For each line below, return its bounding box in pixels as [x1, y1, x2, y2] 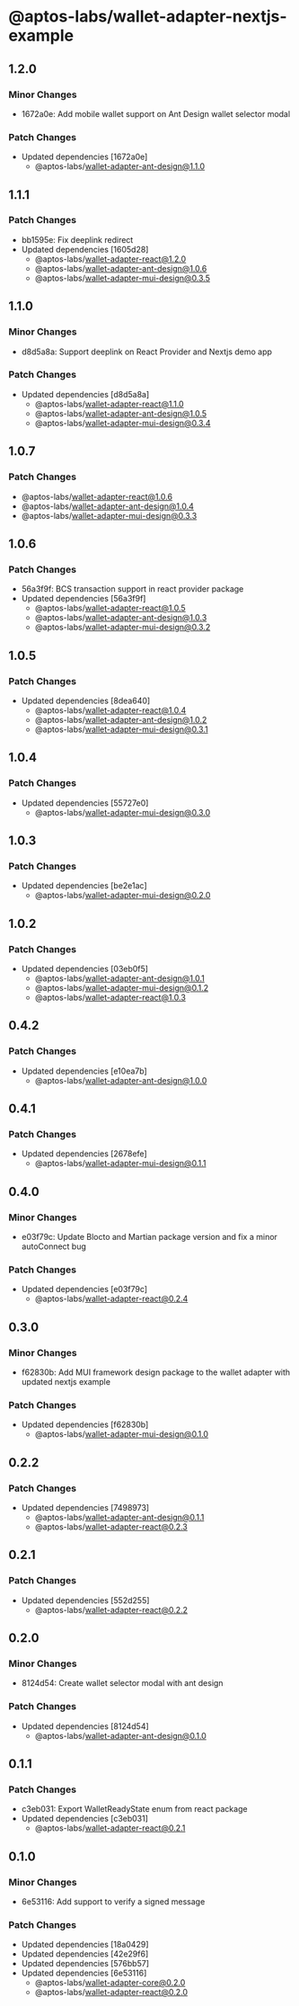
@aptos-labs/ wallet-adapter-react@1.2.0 [34, 254, 187, 264]
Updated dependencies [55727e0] [21, 798, 149, 808]
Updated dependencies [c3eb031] [21, 1814, 149, 1824]
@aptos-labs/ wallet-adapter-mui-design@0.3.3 [21, 510, 198, 521]
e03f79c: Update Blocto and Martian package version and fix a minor [21, 1232, 277, 1243]
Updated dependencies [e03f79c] [21, 1284, 148, 1295]
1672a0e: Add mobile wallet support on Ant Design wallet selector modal [21, 108, 291, 119]
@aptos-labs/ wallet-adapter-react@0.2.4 [34, 1293, 189, 1305]
